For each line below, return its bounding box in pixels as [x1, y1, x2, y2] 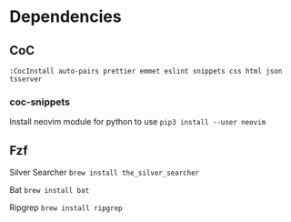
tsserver [9, 75, 43, 84]
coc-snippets [9, 96, 71, 108]
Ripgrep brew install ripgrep [9, 202, 123, 213]
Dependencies [9, 6, 122, 27]
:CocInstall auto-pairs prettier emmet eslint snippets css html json [9, 66, 283, 76]
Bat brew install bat [9, 185, 90, 196]
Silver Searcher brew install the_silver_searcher [9, 166, 200, 178]
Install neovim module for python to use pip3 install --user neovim [9, 116, 266, 127]
